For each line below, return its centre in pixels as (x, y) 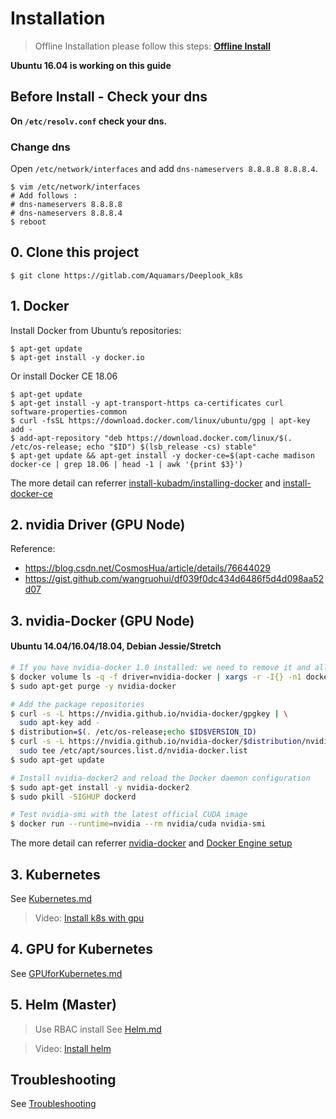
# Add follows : (44, 196)
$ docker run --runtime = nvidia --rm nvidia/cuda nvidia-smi (138, 824)
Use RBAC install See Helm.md (98, 1029)
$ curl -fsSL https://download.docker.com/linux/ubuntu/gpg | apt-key (160, 420)
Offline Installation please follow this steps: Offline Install (152, 46)
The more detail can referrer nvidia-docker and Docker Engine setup (151, 843)
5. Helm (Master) (63, 1005)
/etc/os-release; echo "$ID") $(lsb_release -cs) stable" (133, 447)
